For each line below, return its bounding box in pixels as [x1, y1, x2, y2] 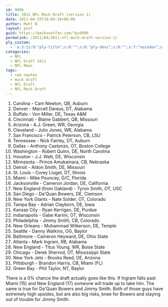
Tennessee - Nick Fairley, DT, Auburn [12, 137, 90, 143]
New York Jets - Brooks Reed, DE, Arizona [12, 254, 100, 260]
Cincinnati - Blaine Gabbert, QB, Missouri [12, 116, 98, 122]
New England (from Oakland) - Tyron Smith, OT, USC [12, 185, 122, 191]
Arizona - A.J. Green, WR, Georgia [12, 121, 84, 128]
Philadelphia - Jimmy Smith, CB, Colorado [12, 217, 99, 223]
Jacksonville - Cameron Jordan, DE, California [12, 180, 108, 186]
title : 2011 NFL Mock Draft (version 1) [5, 12, 91, 17]
